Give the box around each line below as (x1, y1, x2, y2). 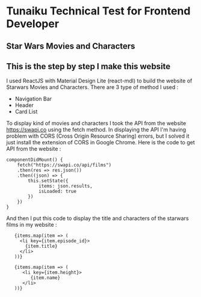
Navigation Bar (14, 95, 52, 103)
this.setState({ (28, 178, 69, 184)
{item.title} (25, 243, 58, 250)
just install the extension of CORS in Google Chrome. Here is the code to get (6, 139, 196, 146)
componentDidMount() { (6, 157, 63, 163)
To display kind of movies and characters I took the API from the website (6, 120, 187, 127)
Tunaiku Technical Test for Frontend (6, 4, 191, 18)
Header (14, 102, 34, 109)
